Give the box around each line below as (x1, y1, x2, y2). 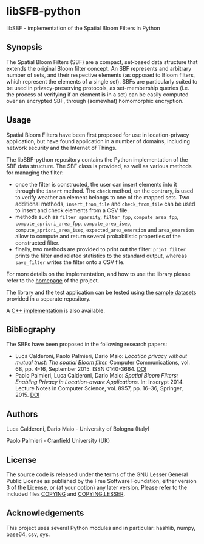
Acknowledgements (6, 508, 84, 518)
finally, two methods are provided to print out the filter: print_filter (15, 245, 186, 252)
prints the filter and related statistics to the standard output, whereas (15, 252, 187, 259)
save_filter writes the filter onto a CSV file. (15, 258, 125, 266)
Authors (6, 409, 38, 419)
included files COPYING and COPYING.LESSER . (6, 490, 126, 498)
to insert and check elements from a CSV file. (15, 206, 129, 214)
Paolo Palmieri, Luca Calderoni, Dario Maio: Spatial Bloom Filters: (15, 372, 178, 379)
